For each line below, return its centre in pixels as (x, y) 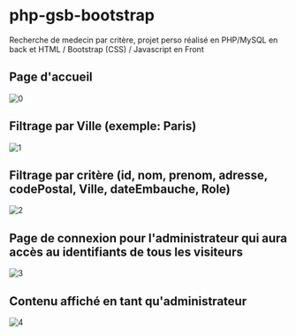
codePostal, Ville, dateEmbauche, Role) (120, 189)
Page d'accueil (51, 77)
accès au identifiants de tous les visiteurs (126, 252)
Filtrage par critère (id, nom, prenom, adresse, (138, 175)
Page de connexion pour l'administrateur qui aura (148, 238)
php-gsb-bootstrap (82, 15)
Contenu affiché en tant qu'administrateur (128, 301)
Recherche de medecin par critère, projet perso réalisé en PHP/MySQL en (144, 40)
